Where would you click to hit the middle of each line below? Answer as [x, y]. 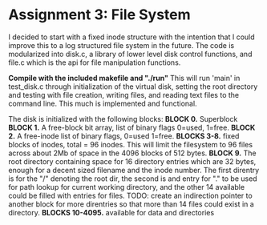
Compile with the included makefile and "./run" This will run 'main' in [124, 78]
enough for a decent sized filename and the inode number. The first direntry [134, 170]
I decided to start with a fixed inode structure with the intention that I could [131, 37]
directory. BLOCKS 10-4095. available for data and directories [111, 212]
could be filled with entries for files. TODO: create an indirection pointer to [130, 195]
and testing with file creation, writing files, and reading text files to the [123, 94]
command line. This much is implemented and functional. [103, 103]
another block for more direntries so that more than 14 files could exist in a [131, 204]
